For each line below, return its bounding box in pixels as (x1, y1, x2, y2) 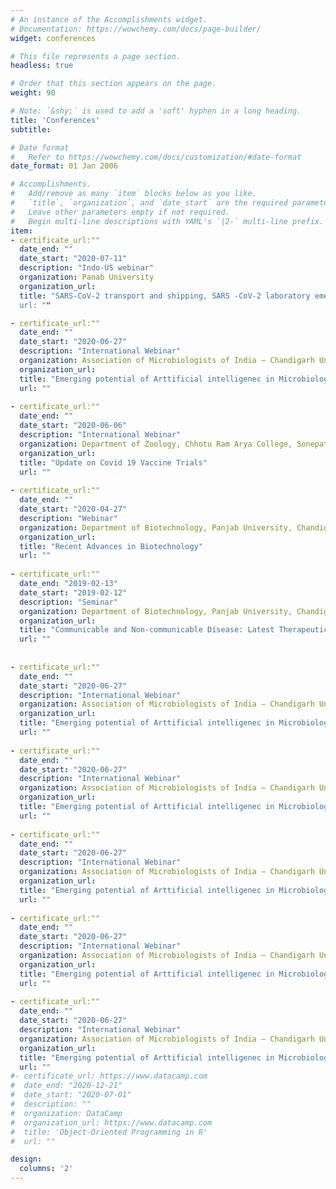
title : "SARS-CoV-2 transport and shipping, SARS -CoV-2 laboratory (19, 291, 311, 301)
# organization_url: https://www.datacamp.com (10, 1117, 213, 1128)
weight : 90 (10, 88, 56, 98)
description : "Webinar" (19, 513, 118, 523)
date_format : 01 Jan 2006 (10, 161, 118, 171)
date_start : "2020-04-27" (19, 504, 128, 514)
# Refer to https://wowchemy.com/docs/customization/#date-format (10, 152, 302, 162)
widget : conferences (10, 33, 97, 43)
